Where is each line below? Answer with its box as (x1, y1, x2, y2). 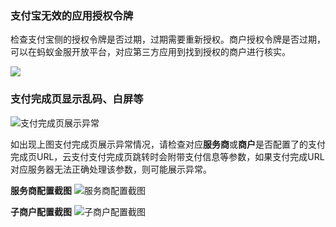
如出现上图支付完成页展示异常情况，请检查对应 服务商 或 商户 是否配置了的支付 (10, 138, 326, 150)
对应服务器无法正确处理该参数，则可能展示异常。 (10, 163, 212, 175)
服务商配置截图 (10, 184, 72, 196)
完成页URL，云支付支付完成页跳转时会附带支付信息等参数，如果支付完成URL (10, 150, 325, 162)
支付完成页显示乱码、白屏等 (10, 92, 144, 106)
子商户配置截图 (10, 205, 72, 217)
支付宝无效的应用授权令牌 (10, 8, 134, 22)
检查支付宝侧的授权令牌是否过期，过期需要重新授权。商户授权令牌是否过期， (10, 33, 326, 46)
